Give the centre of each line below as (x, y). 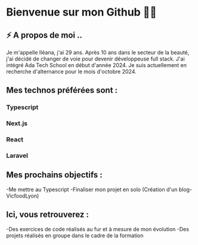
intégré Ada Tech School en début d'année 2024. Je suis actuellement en (96, 65)
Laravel (17, 156)
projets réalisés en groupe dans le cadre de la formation (75, 235)
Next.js (17, 123)
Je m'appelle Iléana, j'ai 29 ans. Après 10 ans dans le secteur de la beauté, (98, 52)
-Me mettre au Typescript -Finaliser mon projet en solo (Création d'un (92, 189)
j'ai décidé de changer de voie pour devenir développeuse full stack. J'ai (95, 59)
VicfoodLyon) (23, 196)
